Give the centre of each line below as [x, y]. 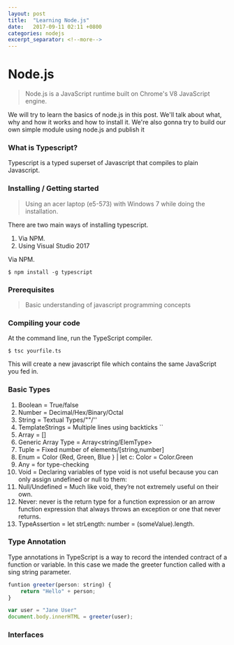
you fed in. [23, 371]
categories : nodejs [36, 33]
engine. [36, 101]
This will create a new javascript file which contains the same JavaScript [112, 364]
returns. [29, 516]
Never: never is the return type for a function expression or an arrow [116, 502]
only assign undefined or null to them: [73, 479]
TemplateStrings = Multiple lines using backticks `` [90, 427]
